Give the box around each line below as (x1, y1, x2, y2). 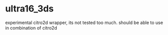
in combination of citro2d (5, 24, 57, 30)
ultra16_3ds (5, 3, 54, 14)
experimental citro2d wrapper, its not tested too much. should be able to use (5, 19, 163, 25)
